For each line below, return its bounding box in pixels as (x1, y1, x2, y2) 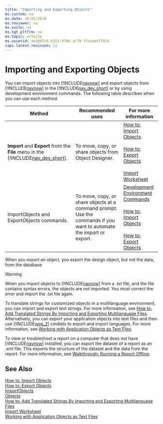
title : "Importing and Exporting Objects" (5, 7, 92, 12)
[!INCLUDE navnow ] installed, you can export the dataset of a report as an (5, 340, 152, 346)
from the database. (5, 262, 43, 267)
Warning (5, 271, 22, 277)
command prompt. (75, 204, 117, 211)
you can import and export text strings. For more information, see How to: (5, 305, 152, 311)
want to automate (75, 223, 115, 230)
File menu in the (7, 148, 45, 155)
